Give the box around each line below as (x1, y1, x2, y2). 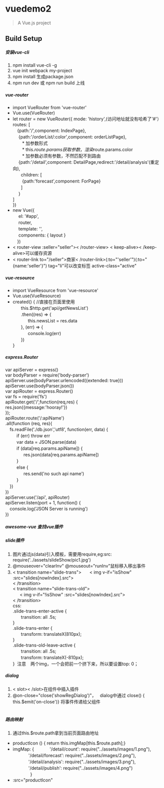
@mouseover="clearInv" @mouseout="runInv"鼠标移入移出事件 (12, 563, 146, 569)
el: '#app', (18, 213, 39, 219)
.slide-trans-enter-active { (12, 608, 67, 614)
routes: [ (12, 122, 30, 128)
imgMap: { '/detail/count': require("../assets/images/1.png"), (12, 746, 151, 752)
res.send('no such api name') (23, 471, 84, 477)
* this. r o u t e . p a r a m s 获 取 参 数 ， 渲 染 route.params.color (22, 147, 133, 153)
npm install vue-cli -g (12, 62, 57, 68)
